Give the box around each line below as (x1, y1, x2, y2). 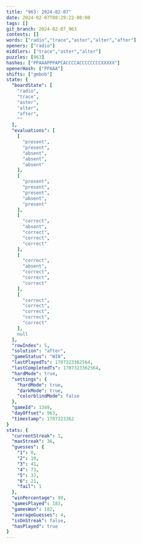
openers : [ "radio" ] (6, 43, 56, 49)
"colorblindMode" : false (17, 393, 80, 399)
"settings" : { (11, 376, 47, 382)
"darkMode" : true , (17, 387, 63, 394)
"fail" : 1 (17, 484, 42, 490)
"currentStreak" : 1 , (11, 433, 63, 439)
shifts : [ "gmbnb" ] (6, 71, 53, 77)
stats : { (6, 427, 28, 433)
